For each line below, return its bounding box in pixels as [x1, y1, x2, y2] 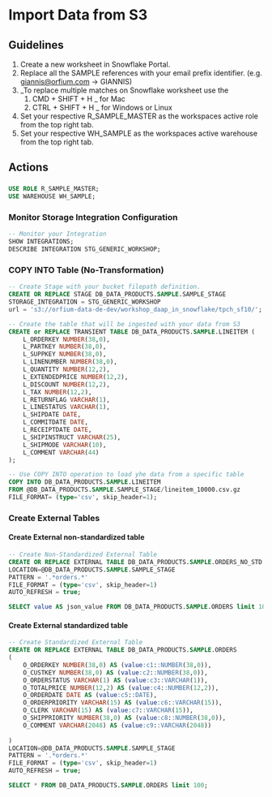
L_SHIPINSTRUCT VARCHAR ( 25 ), [23, 433, 121, 442]
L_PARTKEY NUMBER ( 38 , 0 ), [23, 342, 107, 351]
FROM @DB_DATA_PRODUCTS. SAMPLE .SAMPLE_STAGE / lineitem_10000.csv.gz [8, 485, 241, 494]
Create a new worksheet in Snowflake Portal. [19, 59, 171, 69]
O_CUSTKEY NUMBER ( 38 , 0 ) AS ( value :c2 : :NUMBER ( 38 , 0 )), [23, 668, 208, 677]
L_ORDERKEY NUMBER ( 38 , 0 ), [23, 335, 111, 343]
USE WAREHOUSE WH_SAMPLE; [8, 192, 96, 200]
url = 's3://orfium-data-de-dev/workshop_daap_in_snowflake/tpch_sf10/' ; [8, 305, 263, 313]
